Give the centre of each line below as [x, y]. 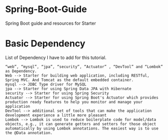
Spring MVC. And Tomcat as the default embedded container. [70, 80]
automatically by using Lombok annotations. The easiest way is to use [82, 128]
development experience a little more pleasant [56, 115]
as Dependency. [21, 71]
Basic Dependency [45, 44]
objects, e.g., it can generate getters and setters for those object [81, 124]
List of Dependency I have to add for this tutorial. [56, 57]
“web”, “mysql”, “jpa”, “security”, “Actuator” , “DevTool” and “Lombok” [84, 66]
